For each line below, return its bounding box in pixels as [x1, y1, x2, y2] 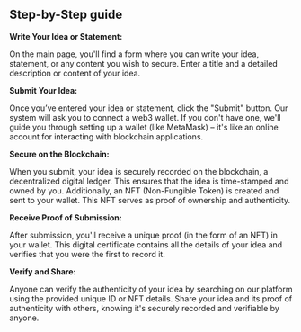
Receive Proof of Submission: [9, 211, 123, 223]
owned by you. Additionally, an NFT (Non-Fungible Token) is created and [9, 184, 279, 196]
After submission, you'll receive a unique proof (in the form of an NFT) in [9, 229, 279, 240]
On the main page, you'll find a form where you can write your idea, [9, 49, 259, 59]
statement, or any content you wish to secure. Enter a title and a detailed [9, 58, 279, 68]
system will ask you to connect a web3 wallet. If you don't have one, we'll [9, 112, 281, 122]
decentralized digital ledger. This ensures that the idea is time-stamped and [9, 175, 289, 186]
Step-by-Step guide [9, 7, 123, 22]
